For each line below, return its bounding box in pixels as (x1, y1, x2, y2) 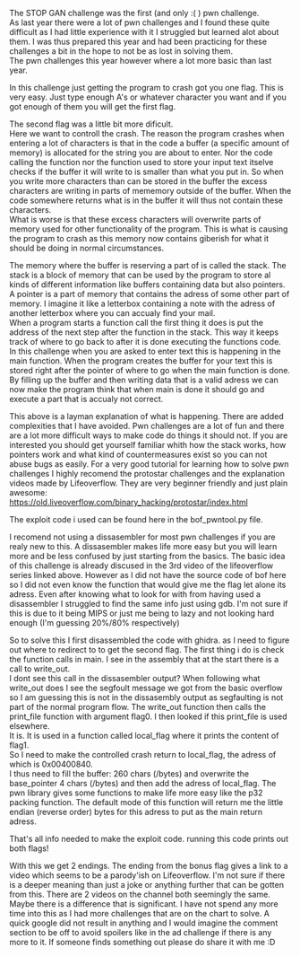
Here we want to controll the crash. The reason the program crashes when (9, 128, 285, 138)
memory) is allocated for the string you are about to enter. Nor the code (9, 147, 273, 158)
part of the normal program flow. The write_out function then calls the (9, 702, 267, 712)
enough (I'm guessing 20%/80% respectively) (9, 618, 180, 627)
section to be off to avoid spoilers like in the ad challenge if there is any (9, 927, 272, 937)
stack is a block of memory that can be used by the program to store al (9, 269, 271, 280)
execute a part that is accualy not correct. (9, 394, 164, 404)
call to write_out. (9, 663, 71, 674)
